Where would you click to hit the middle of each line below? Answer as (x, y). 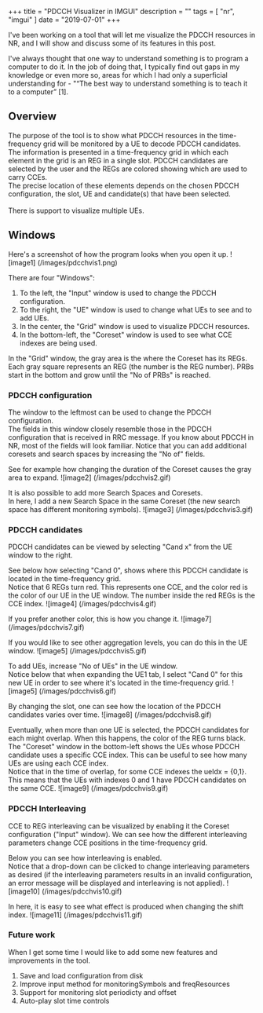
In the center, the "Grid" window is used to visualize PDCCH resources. (134, 326)
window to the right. (40, 555)
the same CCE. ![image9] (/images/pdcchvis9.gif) (88, 788)
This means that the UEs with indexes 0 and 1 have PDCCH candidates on (127, 780)
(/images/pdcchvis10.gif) (82, 891)
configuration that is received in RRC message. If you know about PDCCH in (131, 437)
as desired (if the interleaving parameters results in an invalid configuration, (130, 874)
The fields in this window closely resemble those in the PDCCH (110, 429)
